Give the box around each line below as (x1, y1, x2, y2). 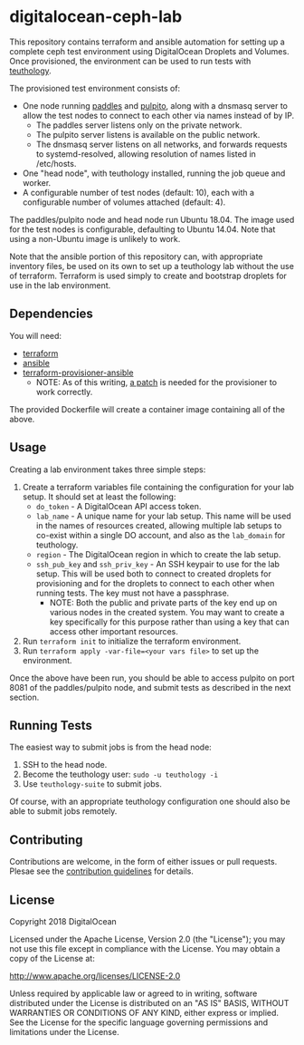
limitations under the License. (9, 1027, 119, 1037)
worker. (22, 177, 52, 188)
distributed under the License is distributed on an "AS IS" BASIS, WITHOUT (9, 998, 290, 1008)
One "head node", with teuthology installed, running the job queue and (22, 168, 286, 179)
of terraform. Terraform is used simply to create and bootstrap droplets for (9, 270, 288, 281)
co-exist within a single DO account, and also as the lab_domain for (35, 529, 286, 540)
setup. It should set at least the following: (22, 491, 176, 502)
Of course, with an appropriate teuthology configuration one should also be (9, 796, 291, 808)
